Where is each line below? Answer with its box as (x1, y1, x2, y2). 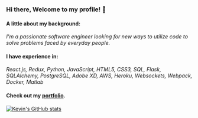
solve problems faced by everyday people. (6, 40, 111, 47)
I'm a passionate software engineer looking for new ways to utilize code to (6, 33, 188, 40)
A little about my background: (6, 20, 81, 27)
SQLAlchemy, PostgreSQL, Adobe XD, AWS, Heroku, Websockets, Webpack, (6, 72, 193, 79)
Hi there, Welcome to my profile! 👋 (6, 5, 106, 14)
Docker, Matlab (6, 78, 44, 86)
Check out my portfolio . (6, 91, 66, 99)
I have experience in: (6, 53, 59, 60)
